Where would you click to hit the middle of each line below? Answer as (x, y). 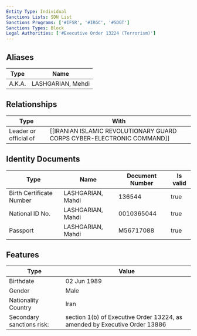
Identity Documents (43, 159)
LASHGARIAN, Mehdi (60, 83)
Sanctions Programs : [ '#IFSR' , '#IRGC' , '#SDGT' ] (68, 22)
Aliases (20, 57)
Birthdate (22, 281)
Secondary (24, 317)
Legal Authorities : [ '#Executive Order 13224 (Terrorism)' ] (81, 33)
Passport (21, 230)
